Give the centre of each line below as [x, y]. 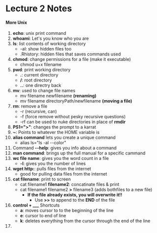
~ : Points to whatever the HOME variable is [56, 132]
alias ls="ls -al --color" [43, 143]
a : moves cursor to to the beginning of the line [67, 210]
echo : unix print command [39, 33]
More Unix [16, 22]
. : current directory [39, 75]
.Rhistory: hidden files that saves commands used [70, 54]
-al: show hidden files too [46, 49]
